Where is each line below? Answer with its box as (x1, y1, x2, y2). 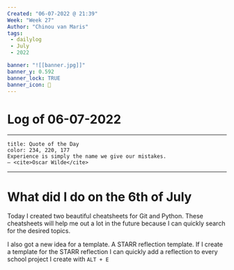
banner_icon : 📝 (7, 81, 52, 88)
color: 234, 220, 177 (7, 147, 70, 154)
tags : (7, 29, 23, 37)
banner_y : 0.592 (7, 68, 54, 75)
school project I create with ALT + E (7, 255, 109, 264)
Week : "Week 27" (7, 17, 54, 24)
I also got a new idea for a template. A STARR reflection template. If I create (7, 240, 224, 248)
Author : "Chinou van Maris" (7, 23, 89, 30)
